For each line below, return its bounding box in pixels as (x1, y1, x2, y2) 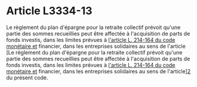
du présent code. (6, 74, 49, 81)
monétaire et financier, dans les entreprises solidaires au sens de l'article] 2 (6, 67, 191, 75)
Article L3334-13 (6, 4, 93, 18)
